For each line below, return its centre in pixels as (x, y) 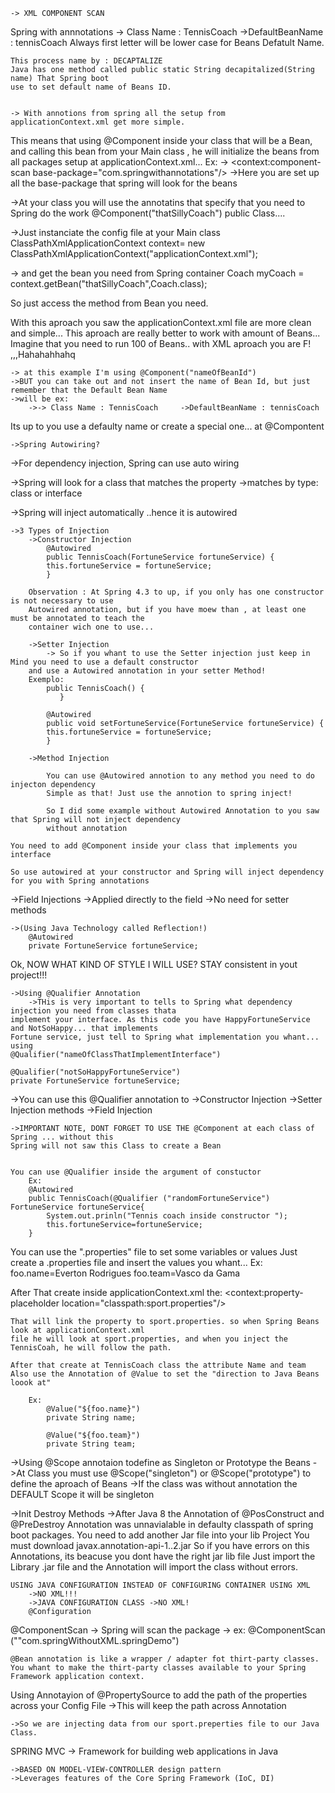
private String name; (91, 1418)
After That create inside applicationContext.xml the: (116, 1292)
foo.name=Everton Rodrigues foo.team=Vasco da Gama (125, 1273)
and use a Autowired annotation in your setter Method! (147, 671)
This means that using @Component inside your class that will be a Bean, (161, 140)
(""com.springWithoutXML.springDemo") (95, 1640)
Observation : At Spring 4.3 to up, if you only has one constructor (176, 592)
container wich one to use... (91, 627)
